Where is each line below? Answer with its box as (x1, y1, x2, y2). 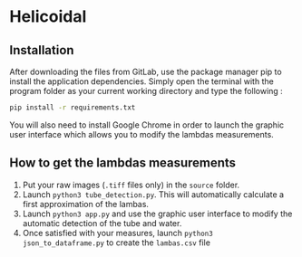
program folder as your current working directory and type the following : (9, 86, 283, 96)
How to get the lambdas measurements (9, 156, 237, 171)
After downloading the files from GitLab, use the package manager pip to (9, 66, 283, 77)
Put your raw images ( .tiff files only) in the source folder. (22, 179, 240, 190)
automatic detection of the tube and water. (22, 217, 182, 228)
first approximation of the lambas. (22, 198, 150, 209)
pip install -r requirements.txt (9, 103, 136, 112)
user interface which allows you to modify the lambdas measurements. (9, 128, 274, 139)
